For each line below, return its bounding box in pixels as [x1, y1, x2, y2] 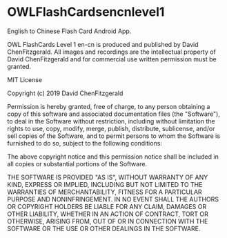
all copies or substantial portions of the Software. [7, 159, 147, 168]
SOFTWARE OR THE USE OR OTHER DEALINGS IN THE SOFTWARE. [7, 224, 201, 232]
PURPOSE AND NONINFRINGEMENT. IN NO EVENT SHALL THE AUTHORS [7, 195, 219, 204]
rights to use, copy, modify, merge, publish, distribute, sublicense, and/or [7, 124, 215, 132]
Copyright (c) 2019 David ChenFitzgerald [7, 89, 124, 97]
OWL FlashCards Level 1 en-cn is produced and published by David [7, 40, 199, 48]
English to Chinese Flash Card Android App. [7, 27, 132, 35]
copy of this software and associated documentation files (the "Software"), [7, 110, 221, 118]
